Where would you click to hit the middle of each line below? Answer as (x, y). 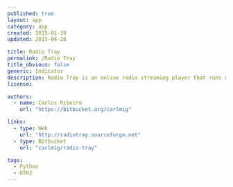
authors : (20, 97)
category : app (28, 26)
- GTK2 (23, 173)
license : (20, 84)
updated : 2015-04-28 (37, 39)
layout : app (24, 20)
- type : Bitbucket (40, 141)
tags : (15, 160)
